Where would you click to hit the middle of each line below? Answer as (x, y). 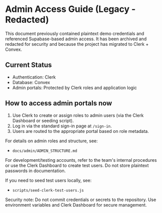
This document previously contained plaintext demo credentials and (75, 33)
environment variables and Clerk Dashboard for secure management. (76, 205)
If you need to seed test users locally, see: (48, 180)
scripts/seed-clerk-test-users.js (48, 190)
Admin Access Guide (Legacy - (70, 9)
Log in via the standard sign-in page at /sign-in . (62, 126)
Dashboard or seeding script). (43, 120)
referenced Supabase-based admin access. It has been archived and (76, 39)
